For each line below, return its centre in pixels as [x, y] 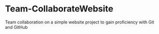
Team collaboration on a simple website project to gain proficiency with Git [79, 22]
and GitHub [16, 27]
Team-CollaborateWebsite [59, 9]
